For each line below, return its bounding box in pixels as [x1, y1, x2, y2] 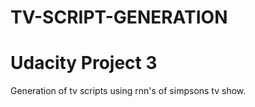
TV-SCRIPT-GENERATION [10, 6, 228, 29]
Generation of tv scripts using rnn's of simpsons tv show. [10, 85, 247, 97]
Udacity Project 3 [10, 52, 158, 75]
